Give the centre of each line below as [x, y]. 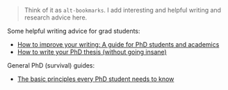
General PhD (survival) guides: [51, 65]
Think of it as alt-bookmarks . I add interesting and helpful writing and [122, 10]
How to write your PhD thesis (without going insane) [92, 52]
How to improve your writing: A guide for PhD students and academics [118, 44]
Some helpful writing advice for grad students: [74, 31]
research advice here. [56, 17]
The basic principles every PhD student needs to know [96, 79]
